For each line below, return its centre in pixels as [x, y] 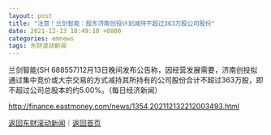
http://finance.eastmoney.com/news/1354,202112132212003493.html [124, 107]
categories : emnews [41, 38]
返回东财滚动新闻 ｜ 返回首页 [55, 123]
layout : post [30, 16]
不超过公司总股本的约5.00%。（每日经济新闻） [85, 91]
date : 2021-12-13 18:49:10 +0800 [65, 31]
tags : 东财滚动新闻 [38, 46]
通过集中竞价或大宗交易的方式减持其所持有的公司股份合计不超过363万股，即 [136, 80]
